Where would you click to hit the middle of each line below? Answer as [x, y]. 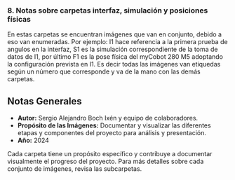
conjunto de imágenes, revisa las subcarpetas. [75, 169]
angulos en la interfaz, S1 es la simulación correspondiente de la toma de [113, 49]
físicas [19, 19]
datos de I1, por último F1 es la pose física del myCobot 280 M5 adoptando [115, 57]
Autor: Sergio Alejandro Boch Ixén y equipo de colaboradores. [108, 118]
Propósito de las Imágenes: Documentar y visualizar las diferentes [114, 125]
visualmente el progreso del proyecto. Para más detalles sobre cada [106, 161]
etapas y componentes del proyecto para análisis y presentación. [112, 133]
